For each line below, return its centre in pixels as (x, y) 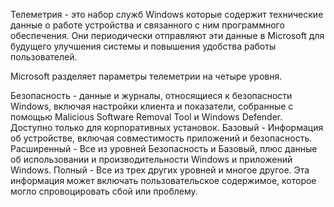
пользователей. (44, 57)
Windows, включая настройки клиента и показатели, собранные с (152, 106)
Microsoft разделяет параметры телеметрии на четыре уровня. (146, 76)
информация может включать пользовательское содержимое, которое (163, 180)
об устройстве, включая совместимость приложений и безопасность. (161, 138)
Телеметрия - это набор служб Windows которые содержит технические (167, 14)
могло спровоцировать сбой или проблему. (104, 191)
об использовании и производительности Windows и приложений (151, 159)
